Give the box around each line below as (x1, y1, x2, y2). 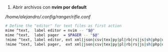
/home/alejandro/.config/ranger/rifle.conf (5, 14, 91, 19)
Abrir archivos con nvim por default (12, 4, 87, 10)
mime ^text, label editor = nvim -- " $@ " (5, 28, 95, 33)
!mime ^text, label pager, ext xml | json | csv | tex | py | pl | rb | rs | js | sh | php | (5, 42, 162, 47)
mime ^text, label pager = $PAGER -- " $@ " (5, 32, 99, 38)
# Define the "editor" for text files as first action (5, 23, 122, 28)
